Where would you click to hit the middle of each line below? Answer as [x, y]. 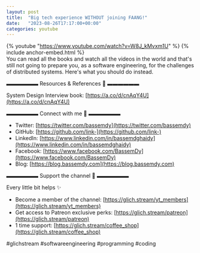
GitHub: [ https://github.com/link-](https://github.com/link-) [88, 132]
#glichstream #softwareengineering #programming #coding [81, 244]
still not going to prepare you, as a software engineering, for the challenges [100, 66]
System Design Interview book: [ [47, 95]
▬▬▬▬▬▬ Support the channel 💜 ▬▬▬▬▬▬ [68, 176]
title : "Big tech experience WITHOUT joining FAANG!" [77, 18]
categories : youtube [32, 29]
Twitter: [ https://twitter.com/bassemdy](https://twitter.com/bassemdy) [103, 126]
